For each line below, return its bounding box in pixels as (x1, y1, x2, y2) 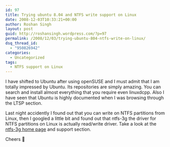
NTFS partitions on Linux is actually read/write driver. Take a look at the (5, 121, 157, 127)
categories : (5, 50, 31, 55)
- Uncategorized (10, 55, 45, 60)
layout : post (5, 27, 33, 32)
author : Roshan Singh (5, 21, 52, 27)
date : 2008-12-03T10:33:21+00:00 (5, 17, 77, 22)
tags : (5, 60, 17, 65)
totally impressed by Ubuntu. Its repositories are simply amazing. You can (5, 84, 161, 90)
